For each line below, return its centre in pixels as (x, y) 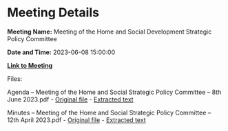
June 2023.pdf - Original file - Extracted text (70, 99)
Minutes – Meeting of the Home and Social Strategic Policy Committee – (109, 112)
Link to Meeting (30, 65)
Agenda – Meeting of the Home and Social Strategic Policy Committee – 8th (114, 92)
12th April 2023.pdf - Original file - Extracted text (76, 120)
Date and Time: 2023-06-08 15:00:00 (61, 52)
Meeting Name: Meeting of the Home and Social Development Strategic (110, 32)
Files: (15, 79)
